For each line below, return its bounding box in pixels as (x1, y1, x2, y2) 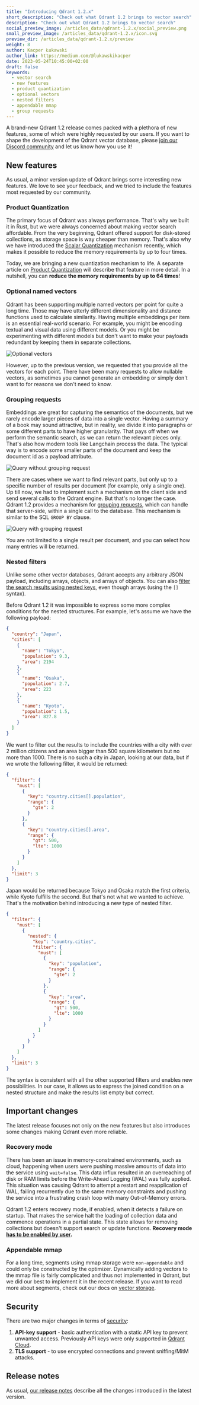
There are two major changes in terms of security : (6, 1317, 129, 1324)
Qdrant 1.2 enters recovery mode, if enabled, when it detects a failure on (6, 1205, 183, 1213)
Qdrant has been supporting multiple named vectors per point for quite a (6, 301, 184, 308)
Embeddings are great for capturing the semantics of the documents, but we (6, 409, 193, 416)
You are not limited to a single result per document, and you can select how (6, 537, 191, 544)
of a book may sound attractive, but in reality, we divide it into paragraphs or (6, 422, 192, 429)
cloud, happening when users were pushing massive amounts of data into (6, 1162, 187, 1170)
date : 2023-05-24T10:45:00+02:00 (6, 58, 89, 64)
